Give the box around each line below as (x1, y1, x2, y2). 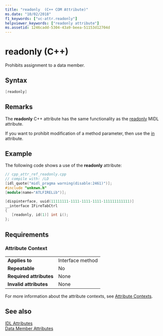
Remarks (5, 103, 33, 111)
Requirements (5, 230, 49, 239)
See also (5, 307, 32, 316)
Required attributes (7, 273, 54, 280)
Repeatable (7, 265, 35, 272)
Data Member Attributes (5, 325, 54, 331)
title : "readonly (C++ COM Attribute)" (5, 7, 89, 12)
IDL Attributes (5, 320, 33, 326)
